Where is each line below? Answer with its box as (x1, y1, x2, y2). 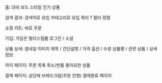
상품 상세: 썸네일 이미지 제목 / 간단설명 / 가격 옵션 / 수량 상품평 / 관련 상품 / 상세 (5, 46, 158, 51)
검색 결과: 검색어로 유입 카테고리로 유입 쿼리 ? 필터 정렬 (5, 15, 110, 21)
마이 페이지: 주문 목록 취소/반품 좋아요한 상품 (5, 62, 91, 68)
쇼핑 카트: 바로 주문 (5, 25, 42, 31)
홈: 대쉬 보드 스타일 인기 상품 (5, 4, 60, 10)
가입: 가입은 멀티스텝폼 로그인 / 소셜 (5, 36, 74, 41)
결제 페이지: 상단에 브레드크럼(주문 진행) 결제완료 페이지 (5, 73, 112, 78)
